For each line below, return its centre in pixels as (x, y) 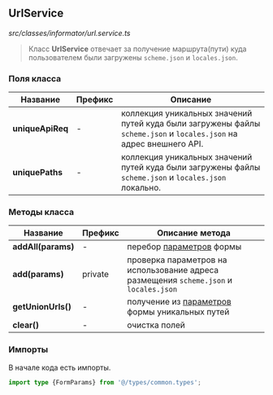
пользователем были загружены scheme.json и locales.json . (133, 57)
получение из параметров (179, 302)
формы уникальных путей (178, 312)
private (96, 274)
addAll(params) (43, 247)
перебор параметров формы (184, 247)
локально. (141, 188)
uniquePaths (38, 173)
